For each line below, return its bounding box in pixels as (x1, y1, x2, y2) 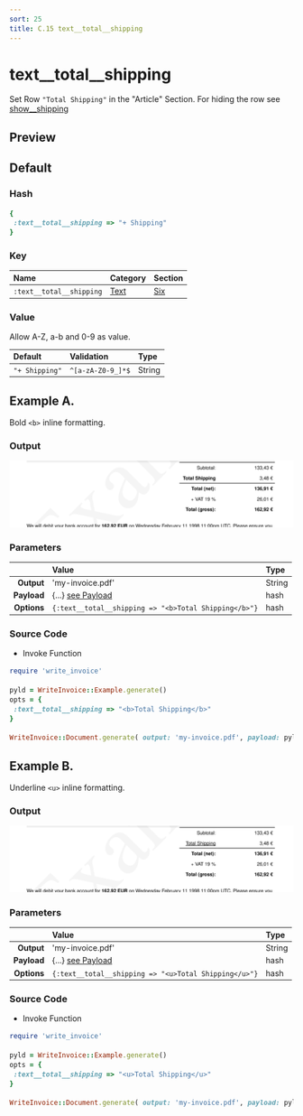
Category (109, 272, 147, 284)
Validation (69, 351, 109, 362)
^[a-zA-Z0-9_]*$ (69, 366, 131, 375)
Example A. (9, 393, 75, 408)
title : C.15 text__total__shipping (9, 23, 143, 33)
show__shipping (9, 104, 69, 115)
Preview (9, 129, 57, 144)
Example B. (9, 758, 74, 774)
